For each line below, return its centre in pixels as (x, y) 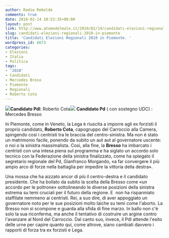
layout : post (19, 24)
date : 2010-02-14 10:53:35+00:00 (40, 19)
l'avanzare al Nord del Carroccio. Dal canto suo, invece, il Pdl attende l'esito (84, 219)
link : (11, 29)
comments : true (21, 15)
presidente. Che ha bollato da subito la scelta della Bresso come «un (76, 182)
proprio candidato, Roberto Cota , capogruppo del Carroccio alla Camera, (81, 129)
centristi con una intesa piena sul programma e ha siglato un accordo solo (82, 151)
